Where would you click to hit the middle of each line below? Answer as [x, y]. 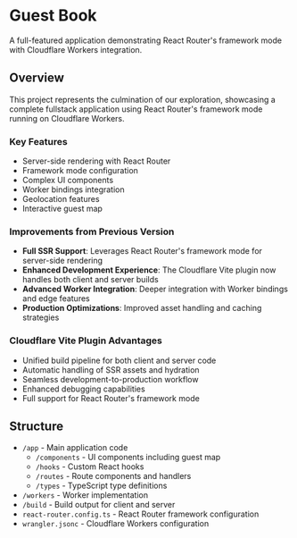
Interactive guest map [62, 209]
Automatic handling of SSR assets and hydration [111, 370]
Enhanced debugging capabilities [83, 389]
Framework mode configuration [80, 171]
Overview [37, 78]
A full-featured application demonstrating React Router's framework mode [146, 40]
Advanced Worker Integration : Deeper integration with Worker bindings [155, 289]
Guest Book [53, 16]
